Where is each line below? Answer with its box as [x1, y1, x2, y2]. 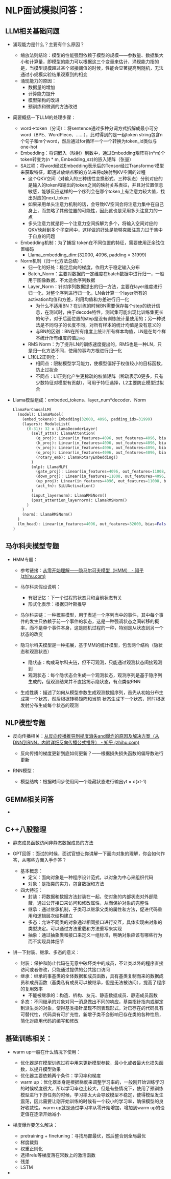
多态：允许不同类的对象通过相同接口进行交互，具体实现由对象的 [28, 919, 162, 925]
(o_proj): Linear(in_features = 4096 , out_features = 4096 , [35, 450, 157, 455]
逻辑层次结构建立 [37, 913, 73, 919]
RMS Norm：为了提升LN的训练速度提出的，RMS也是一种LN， [28, 341, 158, 347]
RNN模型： [12, 767, 36, 774]
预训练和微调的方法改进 [28, 104, 78, 109]
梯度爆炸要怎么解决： [12, 1122, 58, 1128]
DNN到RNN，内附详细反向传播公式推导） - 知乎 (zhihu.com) [12, 739, 140, 746]
